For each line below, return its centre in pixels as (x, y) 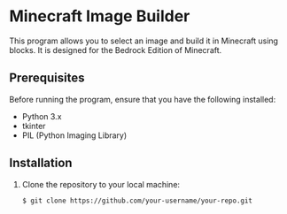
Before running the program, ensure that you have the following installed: (143, 99)
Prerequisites (47, 78)
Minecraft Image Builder (100, 16)
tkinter (34, 126)
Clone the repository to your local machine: (101, 184)
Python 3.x (42, 116)
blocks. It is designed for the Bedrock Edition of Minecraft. (116, 50)
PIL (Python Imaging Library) (74, 135)
